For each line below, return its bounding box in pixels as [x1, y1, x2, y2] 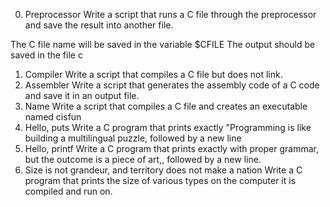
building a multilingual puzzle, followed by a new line [24, 132, 242, 144]
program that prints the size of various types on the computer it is [24, 175, 297, 186]
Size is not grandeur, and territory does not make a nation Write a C [24, 164, 303, 176]
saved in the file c [10, 49, 83, 61]
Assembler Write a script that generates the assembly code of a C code [24, 79, 320, 91]
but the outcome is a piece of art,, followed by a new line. [24, 154, 262, 165]
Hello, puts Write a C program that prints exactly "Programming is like [24, 122, 312, 133]
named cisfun [24, 111, 82, 123]
